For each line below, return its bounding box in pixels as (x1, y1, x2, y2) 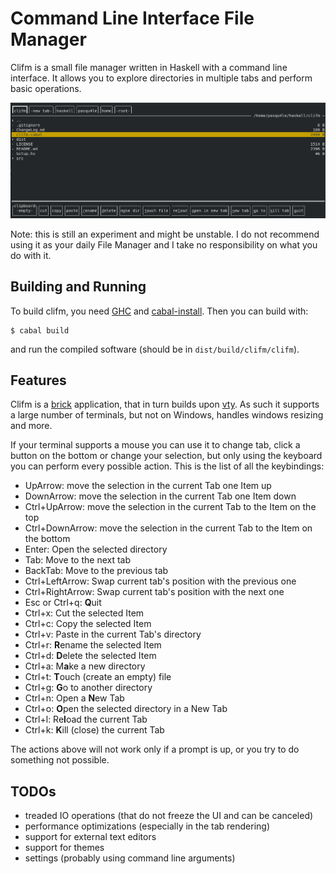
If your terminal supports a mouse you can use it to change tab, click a (10, 439, 301, 451)
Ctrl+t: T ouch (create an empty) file (24, 671, 172, 683)
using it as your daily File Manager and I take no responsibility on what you (10, 238, 318, 251)
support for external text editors (24, 831, 157, 843)
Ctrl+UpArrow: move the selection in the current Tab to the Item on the (24, 501, 317, 513)
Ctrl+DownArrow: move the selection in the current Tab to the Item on (24, 522, 313, 534)
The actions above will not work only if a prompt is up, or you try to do (10, 743, 300, 756)
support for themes (24, 842, 105, 854)
